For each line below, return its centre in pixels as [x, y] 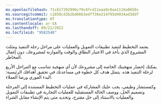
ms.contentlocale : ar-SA [31, 23]
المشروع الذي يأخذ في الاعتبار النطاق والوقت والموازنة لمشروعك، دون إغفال [76, 52]
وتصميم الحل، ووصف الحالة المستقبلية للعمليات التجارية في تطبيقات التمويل [75, 92]
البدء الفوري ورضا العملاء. [29, 77]
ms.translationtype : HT [30, 19]
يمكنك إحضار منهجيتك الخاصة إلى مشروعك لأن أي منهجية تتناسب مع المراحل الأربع [81, 67]
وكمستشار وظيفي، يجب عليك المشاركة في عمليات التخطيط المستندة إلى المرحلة [81, 87]
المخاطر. [14, 57]
